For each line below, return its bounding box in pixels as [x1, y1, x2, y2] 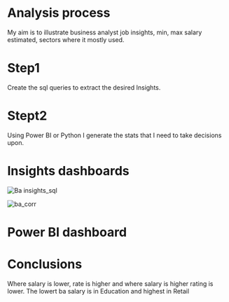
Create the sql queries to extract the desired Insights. [7, 83, 161, 92]
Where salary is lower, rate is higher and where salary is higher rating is [7, 279, 214, 288]
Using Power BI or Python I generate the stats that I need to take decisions [7, 131, 222, 139]
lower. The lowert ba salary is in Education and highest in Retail [7, 287, 190, 295]
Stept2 [7, 108, 48, 124]
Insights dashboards [7, 163, 130, 179]
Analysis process [7, 5, 111, 21]
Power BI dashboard [7, 224, 127, 240]
